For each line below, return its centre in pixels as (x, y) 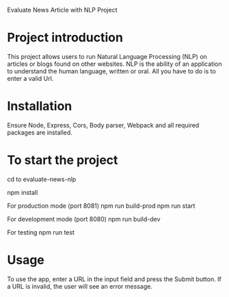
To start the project (63, 160)
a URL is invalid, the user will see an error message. (80, 286)
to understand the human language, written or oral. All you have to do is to (112, 71)
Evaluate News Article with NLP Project (62, 10)
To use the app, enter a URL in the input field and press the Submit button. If (114, 279)
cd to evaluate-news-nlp (42, 179)
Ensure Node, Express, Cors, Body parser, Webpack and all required (103, 125)
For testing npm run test (41, 232)
